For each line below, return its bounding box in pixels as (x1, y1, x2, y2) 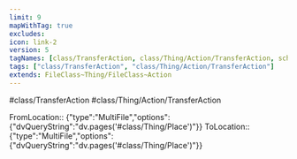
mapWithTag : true (9, 21, 73, 30)
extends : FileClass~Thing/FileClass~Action (9, 71, 172, 79)
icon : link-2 (9, 37, 57, 47)
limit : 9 (9, 12, 42, 22)
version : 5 (9, 46, 49, 55)
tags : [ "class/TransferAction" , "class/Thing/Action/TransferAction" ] (9, 63, 275, 72)
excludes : (9, 29, 46, 38)
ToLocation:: (204, 121, 250, 132)
